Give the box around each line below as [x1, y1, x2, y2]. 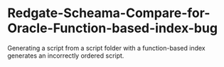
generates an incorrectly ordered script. [7, 51, 124, 60]
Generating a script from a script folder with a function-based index [7, 43, 206, 52]
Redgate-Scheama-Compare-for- [7, 5, 210, 21]
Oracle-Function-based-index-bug [7, 20, 218, 36]
